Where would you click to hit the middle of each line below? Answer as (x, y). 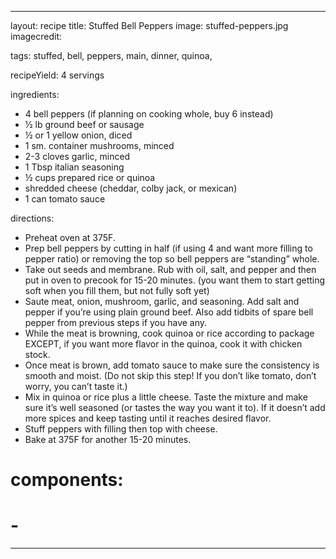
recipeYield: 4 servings (57, 75)
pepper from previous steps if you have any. (116, 322)
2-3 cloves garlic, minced (77, 156)
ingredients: (35, 94)
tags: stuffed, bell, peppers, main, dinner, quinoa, (111, 55)
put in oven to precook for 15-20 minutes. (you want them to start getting (175, 280)
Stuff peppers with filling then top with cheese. (121, 429)
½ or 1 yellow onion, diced (78, 135)
